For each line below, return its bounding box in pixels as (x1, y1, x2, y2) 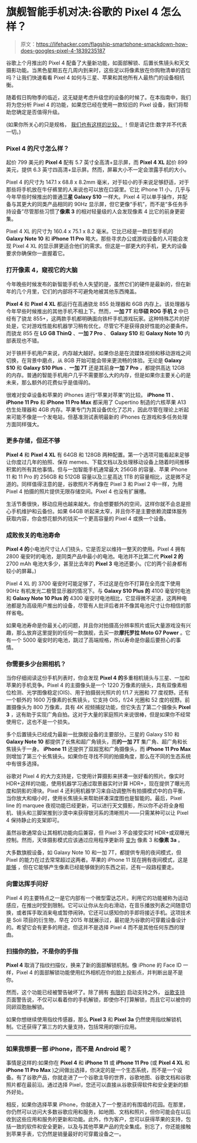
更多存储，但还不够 (6, 437, 60, 445)
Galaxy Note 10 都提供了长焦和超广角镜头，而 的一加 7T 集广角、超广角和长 (6, 738, 188, 746)
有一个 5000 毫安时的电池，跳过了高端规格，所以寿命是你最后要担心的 (6, 636, 176, 643)
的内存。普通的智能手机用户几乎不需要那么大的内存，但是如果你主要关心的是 (6, 371, 191, 379)
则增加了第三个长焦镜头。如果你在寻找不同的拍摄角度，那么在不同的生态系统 (6, 753, 191, 760)
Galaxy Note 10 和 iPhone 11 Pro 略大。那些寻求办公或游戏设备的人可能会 (6, 235, 184, 242)
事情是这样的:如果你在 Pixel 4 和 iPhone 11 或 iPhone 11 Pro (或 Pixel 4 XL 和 (6, 1059, 191, 1066)
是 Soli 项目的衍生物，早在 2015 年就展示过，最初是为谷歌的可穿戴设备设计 (6, 916, 186, 923)
